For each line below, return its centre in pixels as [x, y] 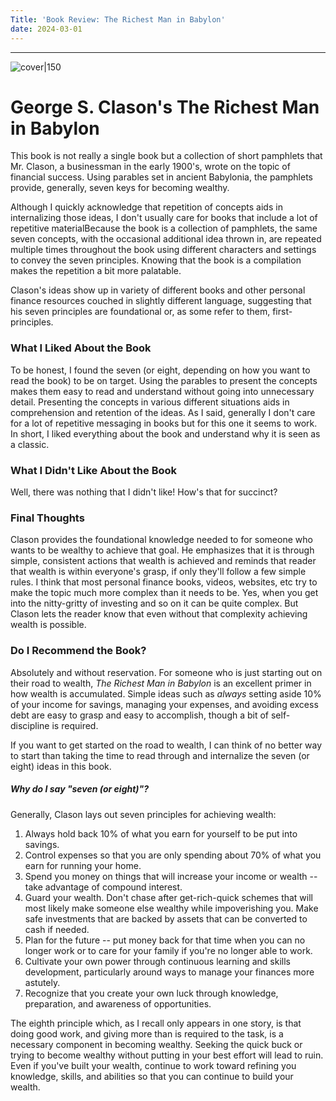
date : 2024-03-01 [46, 29]
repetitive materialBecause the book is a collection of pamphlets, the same [164, 228]
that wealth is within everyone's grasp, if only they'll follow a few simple [158, 572]
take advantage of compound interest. [103, 887]
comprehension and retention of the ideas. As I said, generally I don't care [163, 412]
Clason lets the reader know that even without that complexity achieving [159, 614]
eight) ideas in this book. [61, 766]
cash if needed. [57, 929]
